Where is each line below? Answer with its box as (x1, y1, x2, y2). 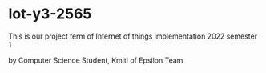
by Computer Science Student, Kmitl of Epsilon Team (8, 55, 183, 65)
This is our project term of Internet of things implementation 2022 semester (8, 31, 258, 41)
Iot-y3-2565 (8, 5, 92, 23)
